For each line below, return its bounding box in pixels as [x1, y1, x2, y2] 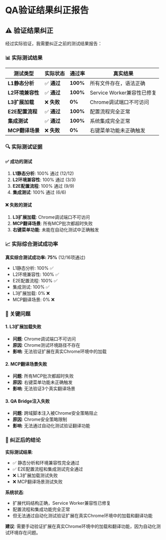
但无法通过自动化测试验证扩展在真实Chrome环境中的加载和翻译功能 [12, 512, 153, 518]
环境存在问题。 [9, 529, 41, 535]
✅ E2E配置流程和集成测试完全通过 [12, 466, 83, 472]
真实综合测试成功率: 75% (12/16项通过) [5, 254, 86, 260]
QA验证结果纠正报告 [5, 5, 89, 16]
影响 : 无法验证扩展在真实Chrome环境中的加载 [12, 348, 107, 355]
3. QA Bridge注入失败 [5, 398, 50, 404]
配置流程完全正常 [90, 108, 131, 115]
